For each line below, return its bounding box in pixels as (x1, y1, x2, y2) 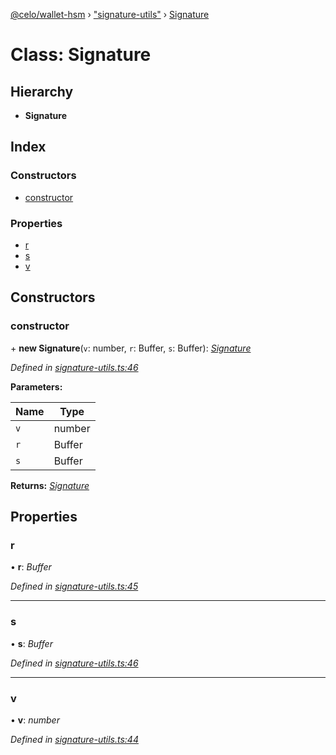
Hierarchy (10, 83, 74, 100)
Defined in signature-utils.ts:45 (10, 580, 139, 593)
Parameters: (10, 380, 63, 393)
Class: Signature (10, 44, 152, 66)
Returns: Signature (10, 479, 90, 491)
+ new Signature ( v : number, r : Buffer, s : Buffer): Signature (10, 342, 252, 354)
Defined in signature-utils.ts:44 (10, 733, 139, 745)
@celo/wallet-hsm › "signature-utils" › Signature (10, 9, 210, 20)
